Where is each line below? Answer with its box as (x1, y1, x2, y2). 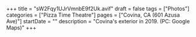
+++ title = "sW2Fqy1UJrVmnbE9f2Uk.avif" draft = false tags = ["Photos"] (6, 5, 190, 12)
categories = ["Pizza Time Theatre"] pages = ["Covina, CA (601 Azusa (6, 11, 180, 18)
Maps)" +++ (6, 24, 37, 31)
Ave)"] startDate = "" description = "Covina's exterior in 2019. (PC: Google (6, 18, 191, 24)
